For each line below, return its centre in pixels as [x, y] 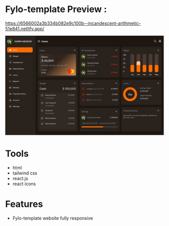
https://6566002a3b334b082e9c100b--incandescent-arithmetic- [73, 23]
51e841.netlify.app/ [25, 28]
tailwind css [25, 173]
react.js [20, 178]
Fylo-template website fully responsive [53, 218]
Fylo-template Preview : [56, 9]
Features [24, 204]
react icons [24, 184]
